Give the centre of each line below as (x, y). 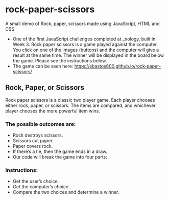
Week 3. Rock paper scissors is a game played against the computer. (85, 44)
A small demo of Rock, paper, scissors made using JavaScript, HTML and (82, 24)
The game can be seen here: (43, 66)
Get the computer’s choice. (41, 187)
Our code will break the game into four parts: (60, 157)
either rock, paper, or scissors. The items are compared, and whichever (80, 105)
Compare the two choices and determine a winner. (66, 192)
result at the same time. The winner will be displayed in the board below (88, 55)
